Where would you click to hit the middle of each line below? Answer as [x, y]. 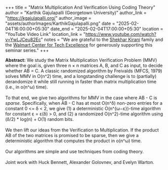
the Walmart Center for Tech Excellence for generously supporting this [79, 45]
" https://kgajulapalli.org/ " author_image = [49, 18]
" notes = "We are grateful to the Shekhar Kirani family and [102, 39]
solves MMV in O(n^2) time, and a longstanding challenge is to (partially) [81, 76]
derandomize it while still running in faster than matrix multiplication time [81, 81]
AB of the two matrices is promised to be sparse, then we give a [72, 135]
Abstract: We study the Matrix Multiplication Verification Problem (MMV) [81, 60]
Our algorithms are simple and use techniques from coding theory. [75, 152]
